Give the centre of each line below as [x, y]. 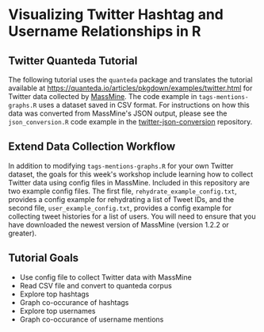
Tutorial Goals [44, 258]
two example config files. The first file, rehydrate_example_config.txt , [123, 191]
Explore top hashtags [54, 294]
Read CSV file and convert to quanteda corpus [96, 285]
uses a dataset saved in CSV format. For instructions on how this [144, 105]
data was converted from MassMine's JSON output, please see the [118, 113]
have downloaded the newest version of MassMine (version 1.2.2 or [119, 224]
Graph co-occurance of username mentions [92, 319]
